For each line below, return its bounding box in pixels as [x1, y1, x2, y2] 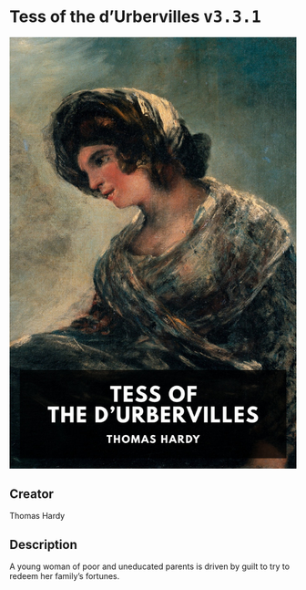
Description [9, 536, 77, 553]
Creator [9, 486, 55, 502]
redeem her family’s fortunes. [9, 571, 120, 582]
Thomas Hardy [9, 511, 66, 522]
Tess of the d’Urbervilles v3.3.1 [9, 6, 261, 27]
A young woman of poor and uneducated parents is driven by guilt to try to [9, 561, 290, 572]
